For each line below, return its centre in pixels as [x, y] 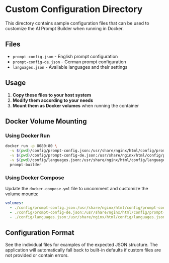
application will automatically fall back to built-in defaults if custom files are [83, 250]
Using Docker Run [28, 136]
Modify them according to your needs [53, 100]
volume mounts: [22, 194]
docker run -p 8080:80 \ [31, 146]
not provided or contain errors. [37, 255]
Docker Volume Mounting [46, 121]
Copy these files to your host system [52, 95]
